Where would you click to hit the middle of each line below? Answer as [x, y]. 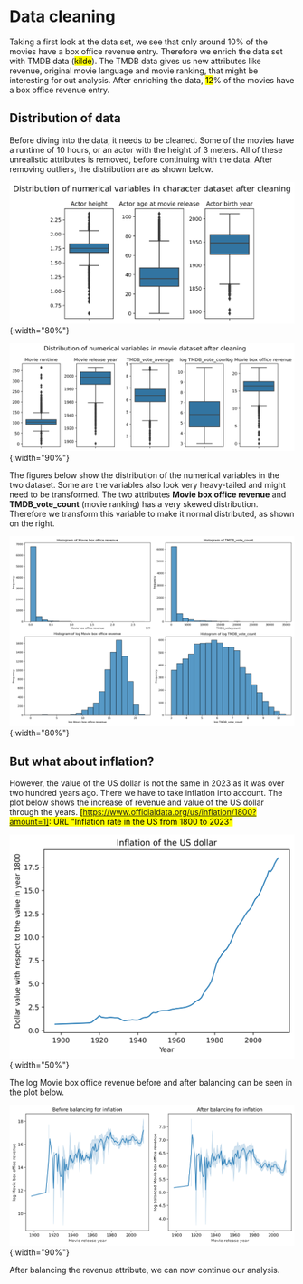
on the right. [32, 523]
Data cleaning [62, 17]
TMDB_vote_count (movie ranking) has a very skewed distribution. [134, 504]
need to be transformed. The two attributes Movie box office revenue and [148, 494]
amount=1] [29, 821]
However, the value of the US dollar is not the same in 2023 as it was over [147, 783]
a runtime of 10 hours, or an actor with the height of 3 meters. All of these [146, 149]
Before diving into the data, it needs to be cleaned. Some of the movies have [152, 140]
